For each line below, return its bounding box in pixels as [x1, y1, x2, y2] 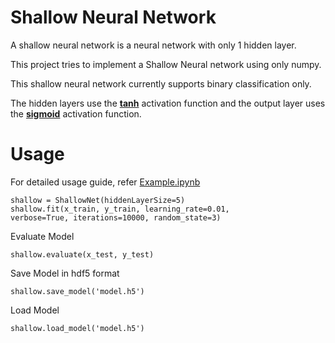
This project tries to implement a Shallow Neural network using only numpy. [10, 58, 322, 70]
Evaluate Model [10, 230, 75, 242]
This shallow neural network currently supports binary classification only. [10, 77, 312, 90]
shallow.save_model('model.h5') [10, 286, 145, 296]
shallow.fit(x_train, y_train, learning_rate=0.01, [10, 204, 230, 214]
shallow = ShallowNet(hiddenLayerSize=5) [10, 195, 186, 205]
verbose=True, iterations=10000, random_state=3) [10, 212, 222, 223]
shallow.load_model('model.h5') [10, 323, 145, 333]
